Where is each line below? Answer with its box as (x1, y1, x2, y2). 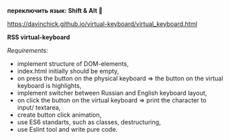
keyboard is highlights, (17, 82, 82, 89)
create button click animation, (17, 110, 102, 119)
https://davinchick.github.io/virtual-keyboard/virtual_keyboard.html (7, 20, 198, 27)
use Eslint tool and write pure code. (17, 126, 118, 133)
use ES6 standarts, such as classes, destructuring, (17, 118, 161, 126)
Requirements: (7, 47, 48, 54)
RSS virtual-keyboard (7, 33, 70, 41)
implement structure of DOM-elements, (17, 60, 129, 68)
